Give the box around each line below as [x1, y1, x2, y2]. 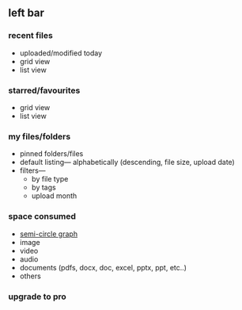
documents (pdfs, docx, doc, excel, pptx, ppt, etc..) [19, 262, 187, 272]
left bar [8, 6, 45, 20]
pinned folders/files [19, 149, 84, 159]
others [19, 271, 41, 281]
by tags [31, 182, 57, 193]
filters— [19, 166, 46, 175]
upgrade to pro [8, 291, 67, 302]
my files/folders [8, 131, 71, 142]
